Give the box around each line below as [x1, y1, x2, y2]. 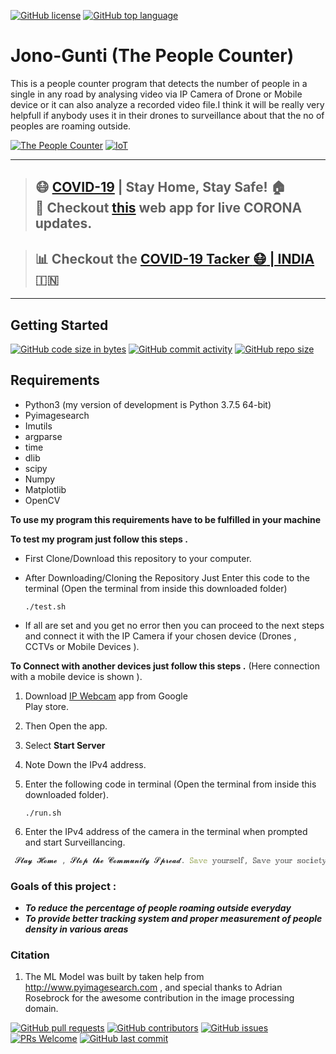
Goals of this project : [10, 879, 117, 893]
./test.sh [24, 601, 67, 612]
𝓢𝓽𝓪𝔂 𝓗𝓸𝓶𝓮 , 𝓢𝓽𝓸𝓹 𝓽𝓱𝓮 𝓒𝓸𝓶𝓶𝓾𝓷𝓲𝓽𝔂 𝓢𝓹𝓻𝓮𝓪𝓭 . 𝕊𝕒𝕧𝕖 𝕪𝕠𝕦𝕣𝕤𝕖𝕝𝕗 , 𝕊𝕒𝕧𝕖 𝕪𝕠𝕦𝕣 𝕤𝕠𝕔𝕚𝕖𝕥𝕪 [14, 855, 328, 865]
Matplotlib [24, 483, 67, 495]
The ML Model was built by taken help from [24, 971, 205, 983]
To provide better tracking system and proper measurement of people [24, 912, 323, 924]
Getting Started [10, 316, 109, 334]
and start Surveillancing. [24, 836, 126, 848]
